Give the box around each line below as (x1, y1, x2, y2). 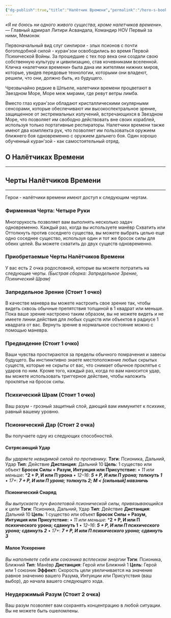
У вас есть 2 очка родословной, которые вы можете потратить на (5, 265, 149, 271)
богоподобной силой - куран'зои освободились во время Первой (5, 47, 149, 54)
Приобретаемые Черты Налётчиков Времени (5, 253, 125, 260)
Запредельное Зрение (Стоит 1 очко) (5, 288, 102, 295)
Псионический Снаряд (5, 489, 57, 495)
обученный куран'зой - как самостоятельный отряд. (5, 138, 120, 144)
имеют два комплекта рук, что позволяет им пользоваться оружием (5, 127, 156, 133)
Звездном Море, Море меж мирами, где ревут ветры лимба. (5, 90, 139, 96)
